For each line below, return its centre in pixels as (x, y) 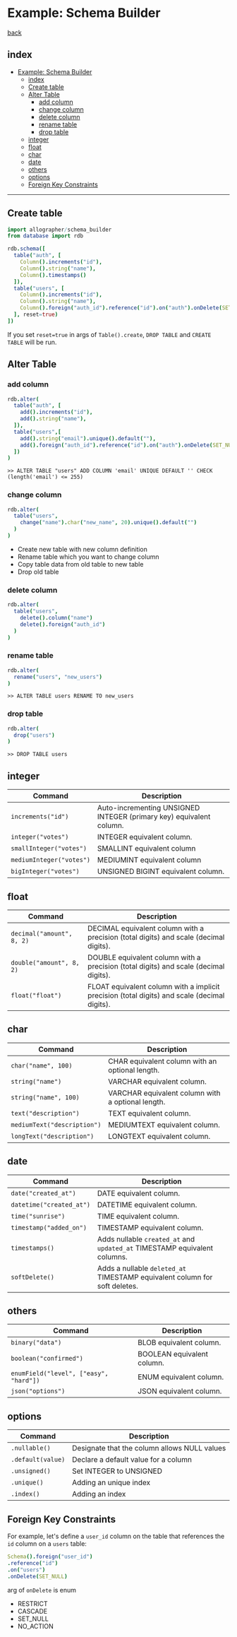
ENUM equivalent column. (181, 1377)
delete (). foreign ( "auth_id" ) (63, 624)
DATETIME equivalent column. (147, 1205)
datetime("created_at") (51, 1205)
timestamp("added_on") (49, 1228)
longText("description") (53, 1136)
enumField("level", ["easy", (60, 1373)
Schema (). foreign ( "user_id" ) (50, 1556)
